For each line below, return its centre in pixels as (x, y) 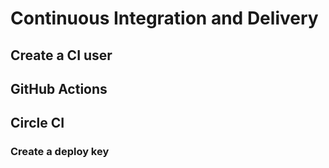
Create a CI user (61, 55)
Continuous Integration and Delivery (164, 18)
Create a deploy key (60, 152)
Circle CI (37, 123)
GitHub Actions (59, 88)
